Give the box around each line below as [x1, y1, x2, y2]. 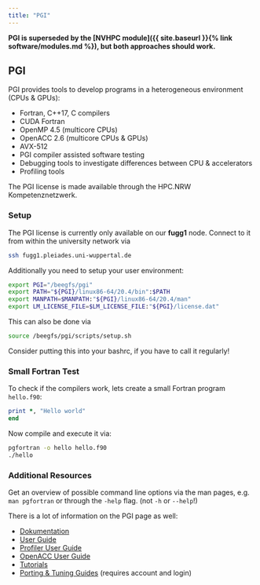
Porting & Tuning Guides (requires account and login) [19, 569, 192, 578]
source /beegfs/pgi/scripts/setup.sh [8, 332, 132, 340]
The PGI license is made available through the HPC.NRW [8, 182, 192, 192]
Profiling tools [19, 166, 65, 177]
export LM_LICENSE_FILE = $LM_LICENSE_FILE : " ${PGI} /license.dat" [8, 303, 220, 311]
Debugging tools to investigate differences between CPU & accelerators [19, 159, 253, 168]
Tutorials [19, 560, 49, 569]
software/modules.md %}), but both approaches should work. [8, 41, 216, 51]
